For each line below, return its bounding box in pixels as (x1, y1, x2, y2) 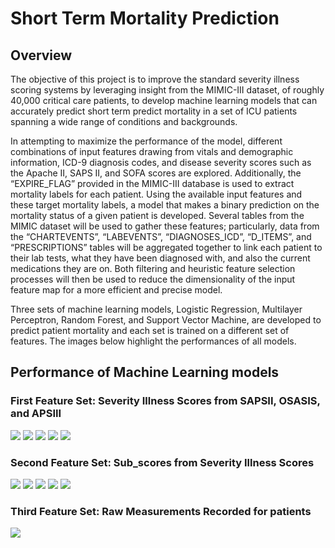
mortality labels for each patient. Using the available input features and (10, 188, 303, 200)
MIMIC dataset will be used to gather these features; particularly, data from (10, 220, 320, 232)
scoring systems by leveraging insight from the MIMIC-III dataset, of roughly (10, 84, 325, 96)
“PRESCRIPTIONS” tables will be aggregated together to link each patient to (10, 242, 323, 253)
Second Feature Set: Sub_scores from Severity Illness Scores (10, 455, 315, 469)
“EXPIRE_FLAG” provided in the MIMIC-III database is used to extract (10, 178, 295, 189)
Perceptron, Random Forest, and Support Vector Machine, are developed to (10, 314, 322, 326)
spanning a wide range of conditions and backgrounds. (10, 116, 238, 127)
